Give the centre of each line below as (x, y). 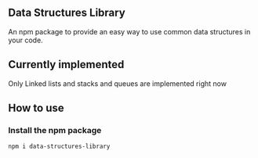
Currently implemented (66, 65)
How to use (36, 108)
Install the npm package (55, 130)
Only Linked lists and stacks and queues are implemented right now (118, 83)
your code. (25, 40)
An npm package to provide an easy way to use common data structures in (129, 31)
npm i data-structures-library (59, 147)
